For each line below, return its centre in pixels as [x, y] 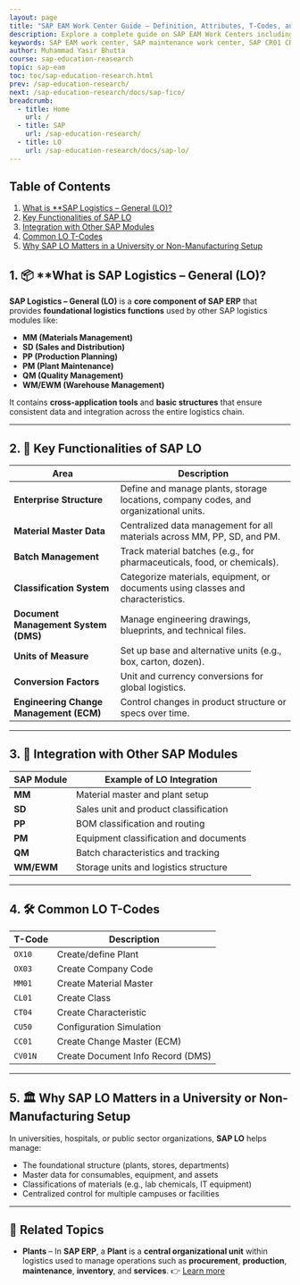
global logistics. [153, 687]
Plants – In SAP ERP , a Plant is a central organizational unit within [145, 1251]
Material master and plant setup [142, 794]
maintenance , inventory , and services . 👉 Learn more [124, 1271]
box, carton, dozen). [162, 662]
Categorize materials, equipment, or [195, 577]
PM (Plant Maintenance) [68, 366]
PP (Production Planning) [70, 357]
